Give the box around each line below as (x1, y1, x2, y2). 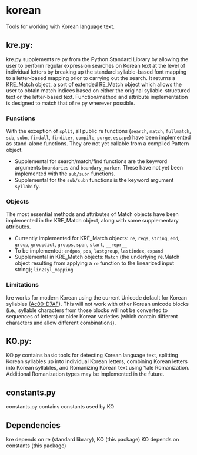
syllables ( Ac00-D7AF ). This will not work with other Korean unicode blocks (6, 300, 189, 307)
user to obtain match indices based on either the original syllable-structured (6, 87, 191, 94)
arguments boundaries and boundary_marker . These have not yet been (14, 164, 183, 171)
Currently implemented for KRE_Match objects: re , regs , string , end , (14, 235, 180, 242)
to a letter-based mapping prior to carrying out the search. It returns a (6, 74, 175, 81)
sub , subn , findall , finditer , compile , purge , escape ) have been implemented (6, 134, 191, 141)
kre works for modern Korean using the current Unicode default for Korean (6, 294, 187, 301)
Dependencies (6, 420, 61, 430)
